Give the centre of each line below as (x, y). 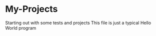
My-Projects (31, 9)
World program (21, 28)
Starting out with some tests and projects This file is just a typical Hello (78, 23)
